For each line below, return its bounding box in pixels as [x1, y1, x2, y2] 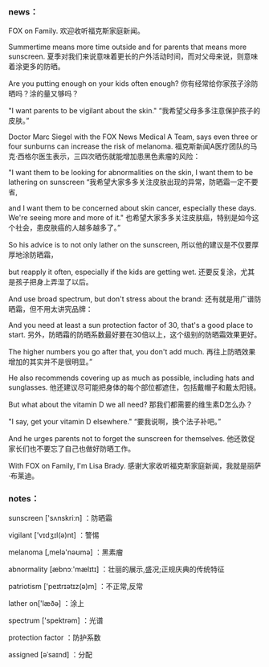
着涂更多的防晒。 [8, 62, 65, 72]
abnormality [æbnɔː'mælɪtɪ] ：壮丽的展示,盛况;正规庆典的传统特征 [8, 564, 225, 574]
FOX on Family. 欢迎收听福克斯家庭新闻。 [8, 26, 145, 36]
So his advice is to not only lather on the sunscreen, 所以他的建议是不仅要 [8, 240, 252, 250]
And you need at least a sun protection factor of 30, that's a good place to [8, 321, 254, 330]
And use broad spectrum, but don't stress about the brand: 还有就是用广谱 [8, 294, 255, 304]
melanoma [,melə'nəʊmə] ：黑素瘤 [8, 547, 124, 557]
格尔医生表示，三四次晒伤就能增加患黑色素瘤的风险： [24, 152, 201, 162]
